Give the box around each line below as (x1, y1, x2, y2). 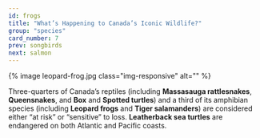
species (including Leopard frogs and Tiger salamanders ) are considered (8, 103, 253, 113)
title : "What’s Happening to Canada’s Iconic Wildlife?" (8, 19, 202, 27)
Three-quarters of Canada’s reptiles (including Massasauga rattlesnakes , (8, 87, 252, 96)
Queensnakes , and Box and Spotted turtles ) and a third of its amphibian (8, 95, 248, 104)
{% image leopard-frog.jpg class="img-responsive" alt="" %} (8, 71, 212, 80)
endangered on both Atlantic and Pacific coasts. (8, 121, 167, 130)
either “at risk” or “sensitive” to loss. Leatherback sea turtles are (8, 112, 223, 121)
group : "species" (8, 26, 66, 34)
